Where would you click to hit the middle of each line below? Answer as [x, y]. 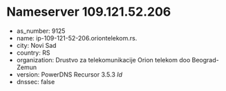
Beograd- [205, 60]
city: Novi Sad [36, 45]
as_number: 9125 [41, 31]
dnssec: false [36, 81]
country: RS [33, 53]
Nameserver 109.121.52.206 [89, 12]
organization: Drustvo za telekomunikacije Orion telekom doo [103, 60]
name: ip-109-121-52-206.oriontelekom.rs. [77, 38]
